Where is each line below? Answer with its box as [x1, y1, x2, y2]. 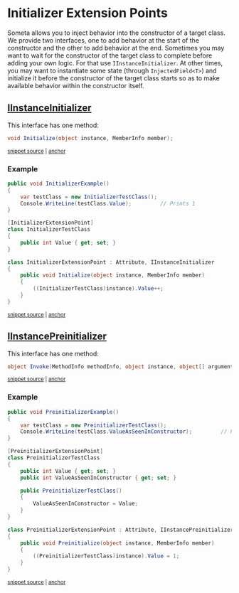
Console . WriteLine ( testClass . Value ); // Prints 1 [20, 200, 196, 207]
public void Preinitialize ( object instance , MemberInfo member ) [20, 539, 215, 547]
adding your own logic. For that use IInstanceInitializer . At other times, [7, 58, 223, 67]
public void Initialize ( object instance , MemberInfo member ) [20, 272, 205, 279]
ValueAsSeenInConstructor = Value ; [33, 500, 139, 508]
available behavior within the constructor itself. [7, 81, 144, 90]
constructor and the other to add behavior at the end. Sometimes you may [7, 43, 225, 52]
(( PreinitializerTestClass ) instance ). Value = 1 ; [33, 552, 180, 560]
